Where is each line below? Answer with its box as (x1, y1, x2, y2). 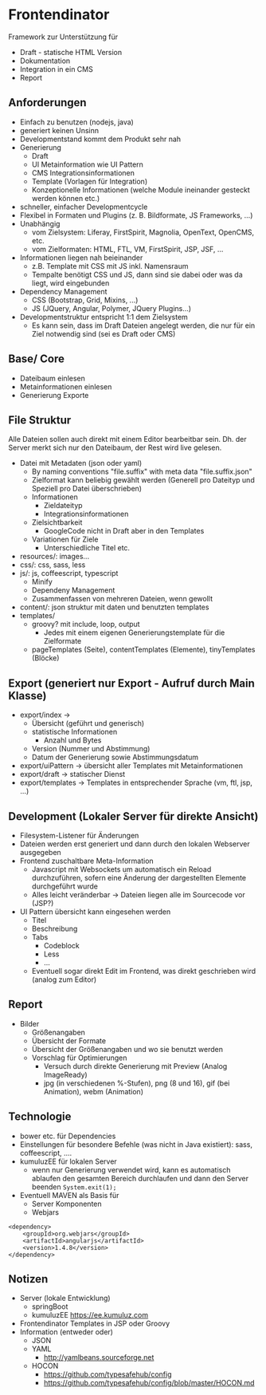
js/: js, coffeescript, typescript (19, 569, 119, 578)
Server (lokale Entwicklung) (19, 1294, 111, 1303)
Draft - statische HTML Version (19, 47, 123, 57)
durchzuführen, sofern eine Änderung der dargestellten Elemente (31, 873, 247, 882)
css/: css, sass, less (19, 560, 86, 569)
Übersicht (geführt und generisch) (31, 719, 145, 728)
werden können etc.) (31, 193, 100, 203)
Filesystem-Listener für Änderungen (19, 831, 139, 840)
